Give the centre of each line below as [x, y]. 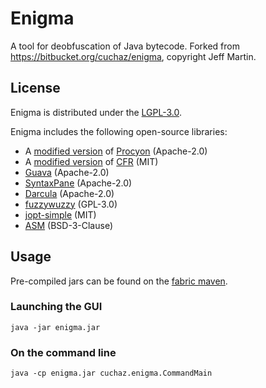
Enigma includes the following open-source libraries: [119, 131]
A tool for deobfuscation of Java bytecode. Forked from [125, 46]
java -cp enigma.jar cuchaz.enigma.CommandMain [111, 373]
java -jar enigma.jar [55, 327]
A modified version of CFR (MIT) [91, 161]
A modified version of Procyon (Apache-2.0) [116, 151]
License [35, 88]
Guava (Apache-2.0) [67, 172]
